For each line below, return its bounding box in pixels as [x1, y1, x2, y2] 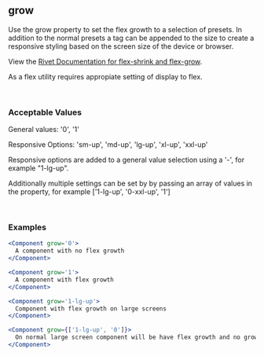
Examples [8, 222, 47, 233]
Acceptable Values [8, 107, 82, 118]
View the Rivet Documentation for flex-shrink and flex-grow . [8, 57, 203, 66]
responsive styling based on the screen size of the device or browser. [8, 41, 234, 51]
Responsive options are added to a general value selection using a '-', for [8, 155, 245, 165]
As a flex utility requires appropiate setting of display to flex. [8, 72, 203, 81]
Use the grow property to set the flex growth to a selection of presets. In [8, 24, 242, 34]
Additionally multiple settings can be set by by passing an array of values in [8, 178, 253, 189]
